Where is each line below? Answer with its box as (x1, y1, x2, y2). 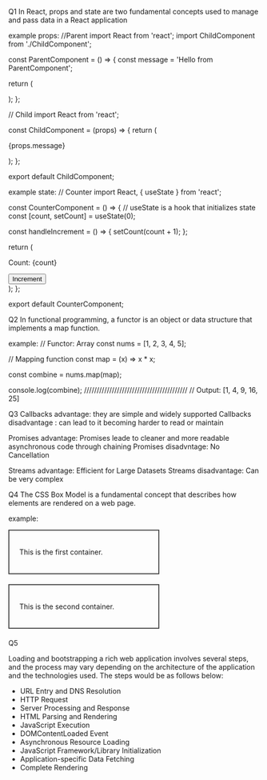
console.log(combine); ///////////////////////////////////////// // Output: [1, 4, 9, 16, (8, 386, 258, 394)
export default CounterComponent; (8, 299, 124, 309)
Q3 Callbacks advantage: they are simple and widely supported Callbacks (8, 410, 252, 418)
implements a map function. (8, 323, 101, 333)
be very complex (8, 474, 64, 483)
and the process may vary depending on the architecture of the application (8, 662, 256, 671)
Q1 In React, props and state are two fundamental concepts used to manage (8, 7, 259, 16)
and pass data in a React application (8, 15, 128, 25)
